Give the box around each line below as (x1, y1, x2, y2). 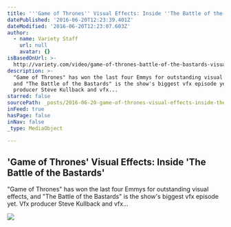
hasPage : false (7, 112, 51, 119)
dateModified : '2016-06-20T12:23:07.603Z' (7, 23, 131, 29)
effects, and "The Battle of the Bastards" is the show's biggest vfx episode (7, 193, 219, 201)
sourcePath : (7, 99, 41, 106)
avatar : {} (19, 49, 51, 56)
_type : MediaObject (7, 125, 63, 132)
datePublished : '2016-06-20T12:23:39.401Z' (7, 16, 134, 23)
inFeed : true (7, 106, 45, 112)
